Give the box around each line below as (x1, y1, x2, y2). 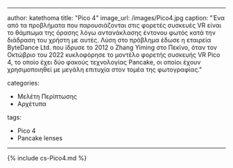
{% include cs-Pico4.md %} (7, 154, 87, 162)
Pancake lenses (17, 134, 63, 142)
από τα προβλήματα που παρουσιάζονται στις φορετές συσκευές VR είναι (7, 22, 222, 29)
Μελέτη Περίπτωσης (17, 92, 78, 101)
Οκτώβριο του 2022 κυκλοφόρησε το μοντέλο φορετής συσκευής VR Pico (7, 51, 221, 59)
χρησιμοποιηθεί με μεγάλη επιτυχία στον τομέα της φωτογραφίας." (7, 65, 202, 74)
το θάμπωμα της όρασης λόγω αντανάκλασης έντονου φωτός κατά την (7, 28, 216, 37)
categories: (7, 79, 40, 87)
